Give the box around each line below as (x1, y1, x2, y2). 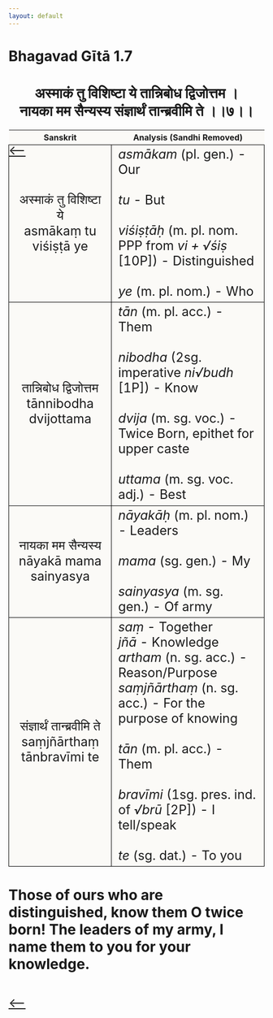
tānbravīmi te (20, 748, 100, 765)
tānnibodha (26, 395, 94, 411)
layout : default (8, 11, 63, 20)
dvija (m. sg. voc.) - (117, 410, 237, 427)
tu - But (117, 192, 165, 208)
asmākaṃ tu (24, 223, 97, 239)
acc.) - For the (117, 695, 206, 711)
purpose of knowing (117, 710, 238, 726)
